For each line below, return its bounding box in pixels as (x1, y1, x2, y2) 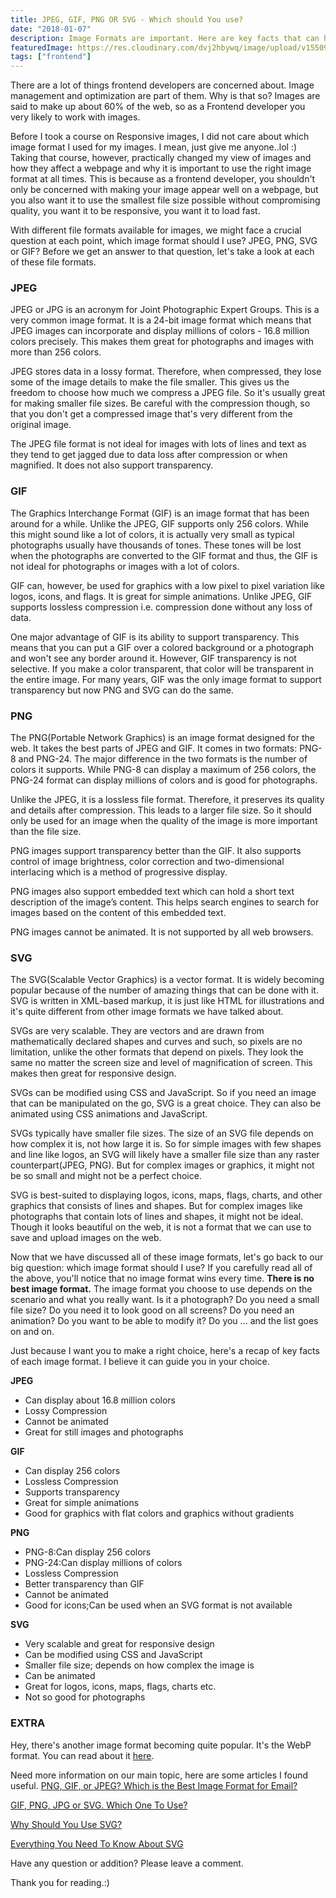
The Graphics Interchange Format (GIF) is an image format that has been (10, 507, 310, 519)
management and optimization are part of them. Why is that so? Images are (10, 90, 321, 102)
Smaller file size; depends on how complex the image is (24, 1659, 255, 1671)
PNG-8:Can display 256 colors (24, 1546, 152, 1558)
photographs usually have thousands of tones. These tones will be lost (10, 539, 302, 551)
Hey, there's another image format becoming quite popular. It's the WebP (10, 1739, 312, 1751)
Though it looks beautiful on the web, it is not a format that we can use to (10, 1221, 312, 1233)
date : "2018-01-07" (10, 24, 92, 34)
